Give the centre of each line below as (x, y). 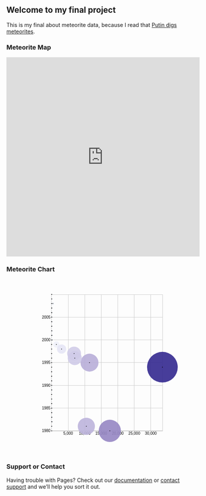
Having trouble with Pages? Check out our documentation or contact (93, 480)
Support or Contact (36, 467)
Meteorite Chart (31, 269)
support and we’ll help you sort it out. (53, 486)
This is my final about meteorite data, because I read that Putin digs (92, 25)
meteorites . (21, 31)
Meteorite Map (29, 47)
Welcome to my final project (61, 10)
